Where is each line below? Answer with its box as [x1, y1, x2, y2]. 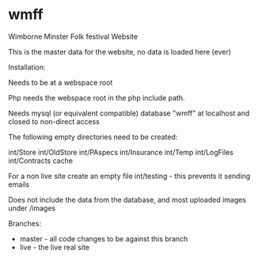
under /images [8, 203, 56, 213]
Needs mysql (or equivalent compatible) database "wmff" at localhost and [8, 108, 250, 118]
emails [8, 180, 30, 189]
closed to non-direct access [8, 116, 101, 126]
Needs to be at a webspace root [8, 78, 113, 87]
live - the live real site [19, 242, 89, 252]
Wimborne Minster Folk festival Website [8, 32, 138, 41]
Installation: [8, 62, 46, 72]
